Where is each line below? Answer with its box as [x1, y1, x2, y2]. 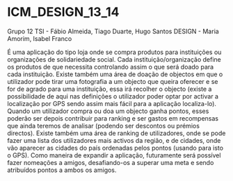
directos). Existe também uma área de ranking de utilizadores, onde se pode [7, 129, 226, 137]
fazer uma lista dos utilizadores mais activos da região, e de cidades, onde [7, 136, 221, 144]
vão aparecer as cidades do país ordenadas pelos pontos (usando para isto [7, 144, 224, 152]
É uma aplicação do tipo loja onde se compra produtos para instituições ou [7, 48, 222, 56]
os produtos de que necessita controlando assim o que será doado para [7, 62, 214, 71]
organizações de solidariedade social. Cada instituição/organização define [7, 55, 221, 63]
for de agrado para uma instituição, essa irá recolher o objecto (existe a [7, 85, 212, 93]
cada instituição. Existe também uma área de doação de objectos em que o [7, 70, 223, 78]
